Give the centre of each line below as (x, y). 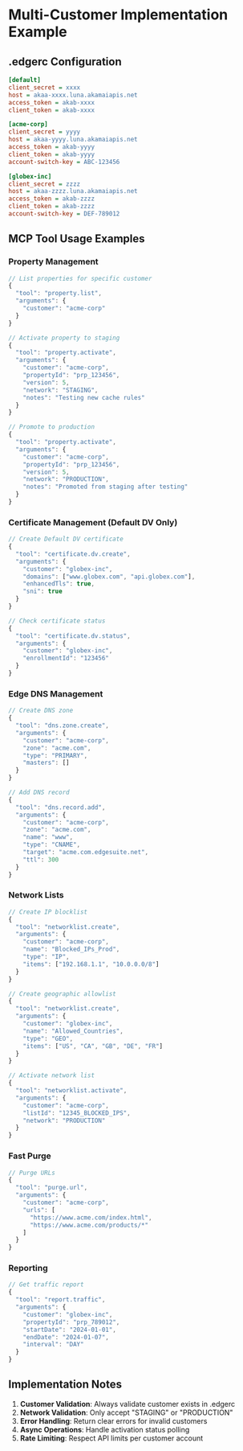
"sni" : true (43, 592)
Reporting (28, 1268)
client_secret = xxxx (45, 87)
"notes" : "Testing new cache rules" (84, 397)
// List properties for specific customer (80, 278)
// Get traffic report (46, 1285)
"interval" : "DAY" (53, 1345)
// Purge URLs (32, 1173)
